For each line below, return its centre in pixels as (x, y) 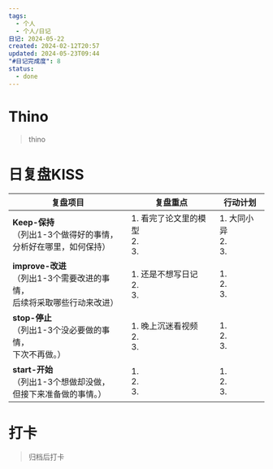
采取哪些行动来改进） (78, 302)
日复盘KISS (46, 174)
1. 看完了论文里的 (165, 218)
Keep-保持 (34, 222)
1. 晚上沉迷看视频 (165, 326)
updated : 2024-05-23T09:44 (54, 54)
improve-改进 (39, 266)
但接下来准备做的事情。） (60, 393)
